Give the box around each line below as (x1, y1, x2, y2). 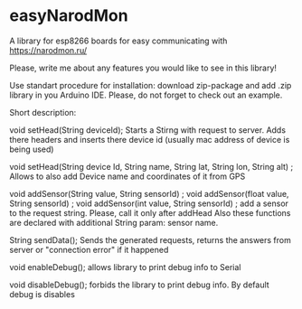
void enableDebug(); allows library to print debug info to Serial (9, 261, 241, 272)
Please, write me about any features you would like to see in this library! (9, 62, 278, 73)
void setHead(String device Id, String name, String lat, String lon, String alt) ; (9, 161, 294, 172)
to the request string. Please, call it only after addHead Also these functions (9, 207, 291, 218)
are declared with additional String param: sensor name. (9, 217, 219, 228)
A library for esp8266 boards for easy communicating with (9, 35, 228, 46)
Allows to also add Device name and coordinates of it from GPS (9, 171, 246, 182)
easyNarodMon (9, 5, 128, 26)
